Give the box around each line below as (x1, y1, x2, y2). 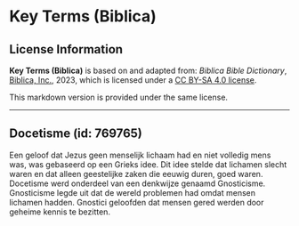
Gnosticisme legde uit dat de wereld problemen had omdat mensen (9, 187, 256, 198)
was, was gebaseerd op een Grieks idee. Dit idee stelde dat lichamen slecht (9, 158, 287, 170)
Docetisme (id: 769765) (9, 126, 142, 141)
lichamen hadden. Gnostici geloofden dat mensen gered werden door (9, 197, 264, 207)
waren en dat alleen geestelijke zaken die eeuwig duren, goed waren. (9, 168, 263, 179)
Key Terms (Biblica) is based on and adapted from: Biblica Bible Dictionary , (9, 65, 287, 76)
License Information (9, 42, 123, 57)
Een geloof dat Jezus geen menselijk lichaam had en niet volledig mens (9, 149, 271, 160)
